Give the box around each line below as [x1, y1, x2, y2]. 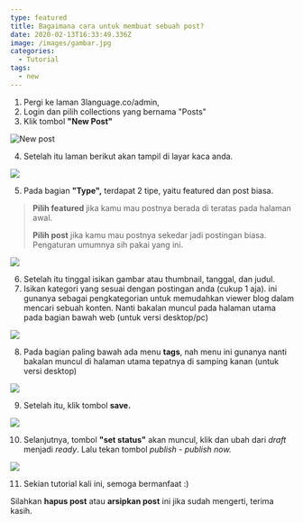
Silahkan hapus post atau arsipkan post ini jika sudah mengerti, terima [10, 495, 274, 506]
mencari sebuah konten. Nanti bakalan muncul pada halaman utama [23, 302, 276, 313]
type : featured [10, 13, 68, 23]
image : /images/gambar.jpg [10, 38, 112, 48]
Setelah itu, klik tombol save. [23, 399, 132, 410]
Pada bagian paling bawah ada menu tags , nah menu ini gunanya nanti [23, 346, 288, 357]
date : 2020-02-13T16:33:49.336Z [10, 30, 132, 39]
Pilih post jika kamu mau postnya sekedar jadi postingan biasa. [32, 229, 267, 240]
